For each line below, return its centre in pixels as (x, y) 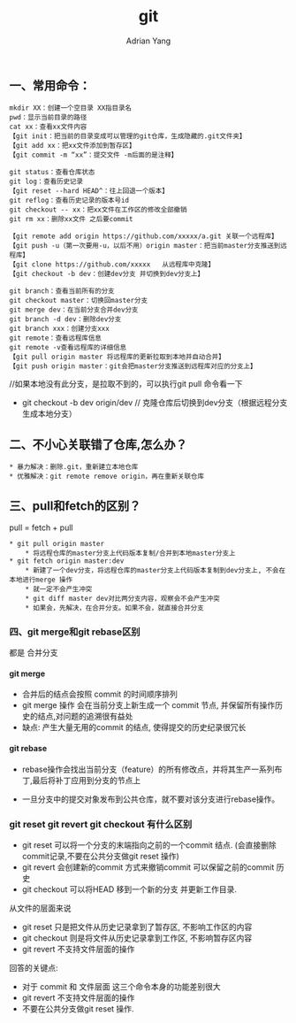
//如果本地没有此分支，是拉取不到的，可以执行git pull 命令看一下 (126, 384)
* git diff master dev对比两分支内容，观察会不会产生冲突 (123, 598)
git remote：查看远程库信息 (55, 338)
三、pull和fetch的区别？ (75, 506)
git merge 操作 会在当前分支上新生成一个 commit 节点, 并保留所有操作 (148, 705)
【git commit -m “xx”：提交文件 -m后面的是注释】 (94, 155)
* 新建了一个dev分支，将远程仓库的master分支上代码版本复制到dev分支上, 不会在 (155, 570)
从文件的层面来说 (40, 908)
